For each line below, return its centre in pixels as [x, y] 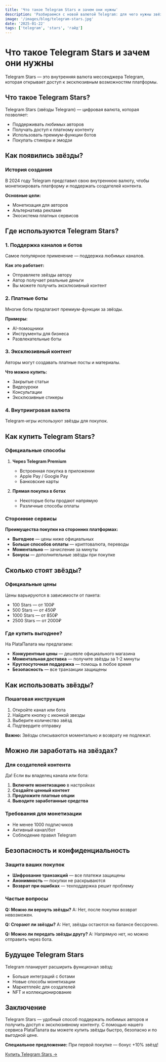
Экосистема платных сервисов [45, 215]
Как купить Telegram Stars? [50, 437]
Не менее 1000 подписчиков [42, 825]
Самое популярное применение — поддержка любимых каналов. [75, 256]
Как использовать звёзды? [49, 685]
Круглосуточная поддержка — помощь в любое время [72, 664]
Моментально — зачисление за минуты [55, 550]
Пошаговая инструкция [35, 699]
